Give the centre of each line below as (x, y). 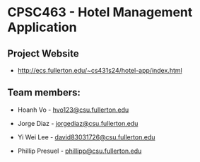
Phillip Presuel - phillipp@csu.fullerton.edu (80, 151)
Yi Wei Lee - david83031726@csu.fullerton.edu (86, 137)
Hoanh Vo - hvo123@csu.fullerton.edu (73, 110)
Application (42, 27)
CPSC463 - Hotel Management (100, 12)
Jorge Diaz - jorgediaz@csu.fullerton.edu (78, 123)
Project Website (43, 53)
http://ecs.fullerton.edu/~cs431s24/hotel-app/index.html (100, 70)
